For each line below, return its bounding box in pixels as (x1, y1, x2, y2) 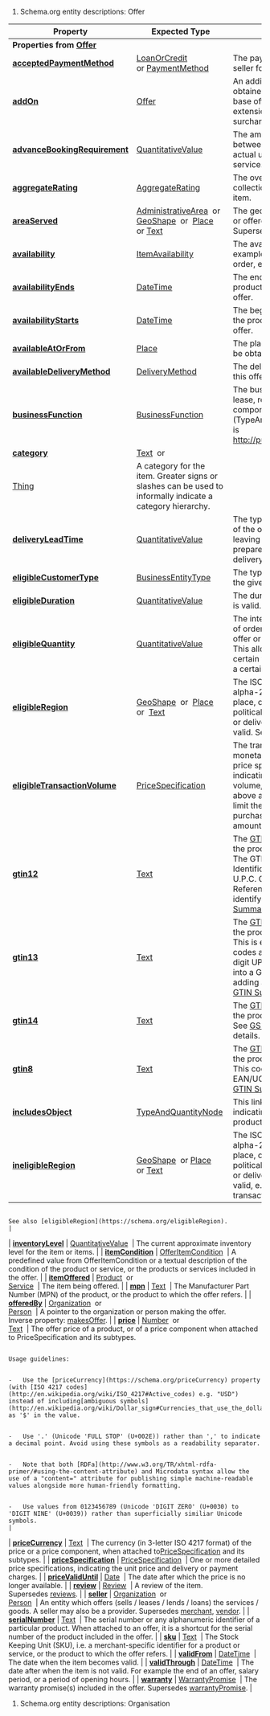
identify (232, 894, 262, 904)
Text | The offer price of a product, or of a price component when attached (8, 1324, 259, 1333)
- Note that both (8, 1460, 74, 1468)
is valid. (232, 600, 262, 611)
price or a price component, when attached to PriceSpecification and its (8, 1546, 245, 1556)
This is (232, 936, 258, 948)
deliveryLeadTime (12, 534, 84, 545)
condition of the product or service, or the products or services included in (8, 1264, 256, 1273)
